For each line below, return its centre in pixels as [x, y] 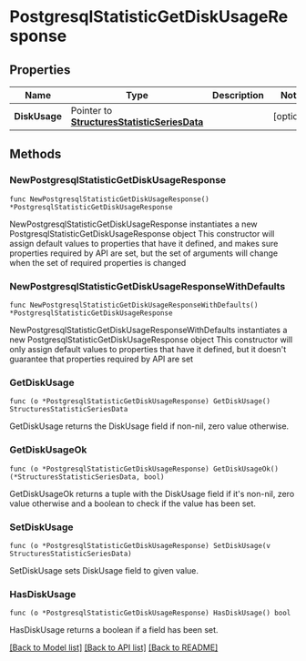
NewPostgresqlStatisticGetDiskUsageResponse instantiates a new [133, 224]
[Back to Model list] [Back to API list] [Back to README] [114, 647]
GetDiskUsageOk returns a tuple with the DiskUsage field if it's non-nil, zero [152, 493]
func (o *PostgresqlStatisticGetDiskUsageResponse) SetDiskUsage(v [140, 545]
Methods [36, 154]
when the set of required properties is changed [98, 262]
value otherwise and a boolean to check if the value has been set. [133, 503]
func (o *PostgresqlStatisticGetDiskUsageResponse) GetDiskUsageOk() [144, 469]
